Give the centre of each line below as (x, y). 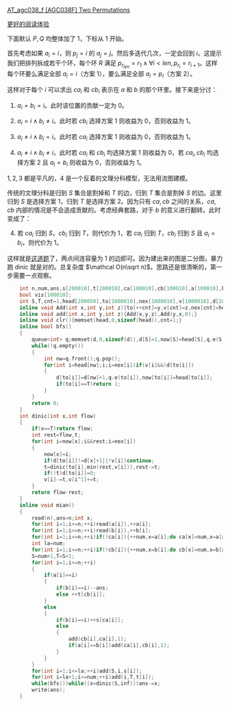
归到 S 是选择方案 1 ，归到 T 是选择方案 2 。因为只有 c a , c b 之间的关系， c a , (112, 201)
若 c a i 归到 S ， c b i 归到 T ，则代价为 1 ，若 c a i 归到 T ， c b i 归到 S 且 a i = (116, 234)
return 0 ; (46, 403)
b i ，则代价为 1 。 (40, 244)
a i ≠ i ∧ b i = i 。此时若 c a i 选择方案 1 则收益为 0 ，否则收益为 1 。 (106, 138)
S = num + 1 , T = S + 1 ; (53, 556)
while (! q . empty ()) (58, 345)
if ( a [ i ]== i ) (61, 575)
